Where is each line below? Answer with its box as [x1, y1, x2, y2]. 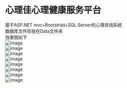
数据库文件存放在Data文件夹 [5, 28, 63, 34]
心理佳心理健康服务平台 [5, 4, 102, 16]
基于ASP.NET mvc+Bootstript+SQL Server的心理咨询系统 [5, 22, 122, 28]
